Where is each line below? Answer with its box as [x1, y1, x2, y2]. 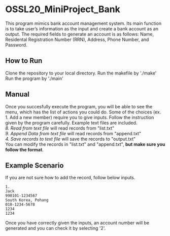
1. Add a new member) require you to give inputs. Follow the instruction [5, 114, 154, 120]
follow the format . [5, 146, 44, 152]
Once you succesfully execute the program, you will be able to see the [5, 103, 153, 109]
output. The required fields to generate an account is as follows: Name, [5, 31, 154, 37]
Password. [5, 42, 27, 48]
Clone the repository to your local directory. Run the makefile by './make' [5, 70, 157, 76]
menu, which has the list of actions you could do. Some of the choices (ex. [5, 109, 161, 115]
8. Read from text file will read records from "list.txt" [5, 125, 115, 131]
